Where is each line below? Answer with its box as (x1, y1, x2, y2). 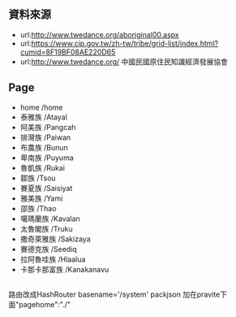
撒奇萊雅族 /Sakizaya (19, 234, 91, 244)
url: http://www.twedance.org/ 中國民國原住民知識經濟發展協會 (19, 56, 229, 67)
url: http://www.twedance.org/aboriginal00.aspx (19, 29, 180, 39)
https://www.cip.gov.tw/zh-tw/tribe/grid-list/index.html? (31, 38, 219, 48)
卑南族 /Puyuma (19, 153, 75, 163)
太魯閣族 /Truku (19, 224, 73, 233)
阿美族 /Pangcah (19, 122, 76, 132)
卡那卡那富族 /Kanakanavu (19, 264, 109, 274)
